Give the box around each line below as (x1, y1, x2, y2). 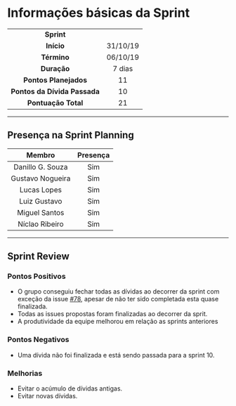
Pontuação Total (27, 98, 84, 107)
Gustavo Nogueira (11, 173, 71, 183)
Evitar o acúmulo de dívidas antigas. (17, 384, 123, 393)
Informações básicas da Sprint (7, 5, 190, 21)
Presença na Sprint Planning (7, 129, 135, 141)
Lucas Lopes (19, 185, 62, 195)
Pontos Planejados (23, 75, 88, 85)
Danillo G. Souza (13, 162, 68, 171)
